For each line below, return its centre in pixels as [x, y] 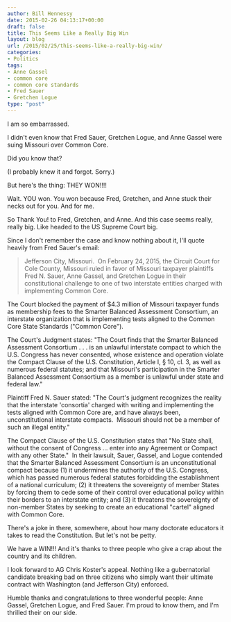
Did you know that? [35, 158]
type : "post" [26, 104]
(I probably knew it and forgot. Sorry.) [61, 172]
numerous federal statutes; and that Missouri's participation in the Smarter [114, 369]
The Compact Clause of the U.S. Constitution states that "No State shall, [110, 440]
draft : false [26, 26]
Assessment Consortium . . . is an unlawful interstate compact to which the [114, 347]
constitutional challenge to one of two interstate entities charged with [123, 283]
